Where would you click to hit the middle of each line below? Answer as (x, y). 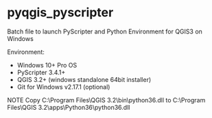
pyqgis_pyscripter (60, 13)
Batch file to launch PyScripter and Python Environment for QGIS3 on (105, 31)
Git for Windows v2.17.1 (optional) (63, 87)
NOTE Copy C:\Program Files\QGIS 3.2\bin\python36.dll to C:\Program (106, 100)
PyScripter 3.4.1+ (41, 72)
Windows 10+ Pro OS (47, 65)
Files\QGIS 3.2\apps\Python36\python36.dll (69, 107)
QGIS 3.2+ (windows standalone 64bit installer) (84, 79)
